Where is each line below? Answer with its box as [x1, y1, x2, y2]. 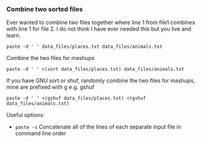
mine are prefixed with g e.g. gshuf [6, 83, 95, 91]
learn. [6, 32, 21, 39]
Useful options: [6, 111, 45, 119]
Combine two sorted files [6, 5, 83, 13]
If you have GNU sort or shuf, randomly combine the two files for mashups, [6, 77, 196, 84]
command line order [15, 130, 66, 137]
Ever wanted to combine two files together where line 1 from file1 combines [6, 19, 196, 26]
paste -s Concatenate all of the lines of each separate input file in [15, 123, 181, 130]
